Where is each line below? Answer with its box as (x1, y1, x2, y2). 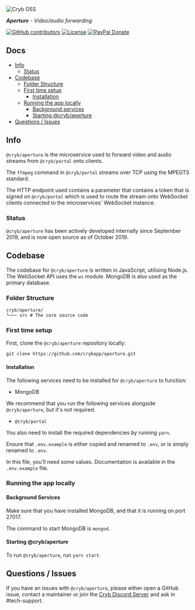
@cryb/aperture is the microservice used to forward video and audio (6, 151, 172, 158)
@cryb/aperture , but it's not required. (6, 406, 96, 413)
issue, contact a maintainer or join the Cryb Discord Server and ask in (6, 590, 175, 598)
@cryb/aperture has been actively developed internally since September (6, 227, 181, 234)
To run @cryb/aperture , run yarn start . (6, 551, 101, 558)
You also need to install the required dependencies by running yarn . (6, 429, 171, 436)
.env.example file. (6, 464, 49, 471)
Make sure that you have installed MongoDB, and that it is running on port (6, 507, 186, 514)
